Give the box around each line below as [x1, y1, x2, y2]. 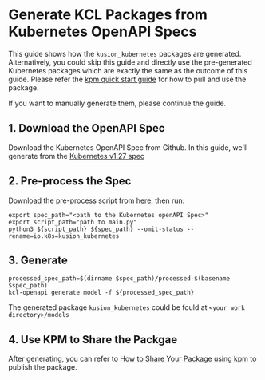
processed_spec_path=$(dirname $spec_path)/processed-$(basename [8, 275, 230, 283]
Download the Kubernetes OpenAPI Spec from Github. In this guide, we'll [8, 142, 248, 152]
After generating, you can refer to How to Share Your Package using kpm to [8, 354, 257, 364]
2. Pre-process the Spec [8, 174, 132, 188]
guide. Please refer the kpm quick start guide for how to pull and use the [8, 74, 247, 84]
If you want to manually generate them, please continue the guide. [8, 98, 227, 108]
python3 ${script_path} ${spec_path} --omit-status [8, 225, 184, 233]
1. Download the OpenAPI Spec [8, 121, 165, 135]
